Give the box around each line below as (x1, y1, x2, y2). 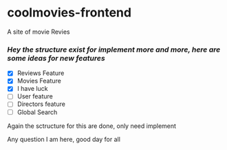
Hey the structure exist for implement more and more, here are (7, 45, 221, 54)
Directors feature (17, 100, 65, 108)
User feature (17, 92, 53, 100)
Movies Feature (17, 77, 62, 85)
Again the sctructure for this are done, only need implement (7, 122, 177, 130)
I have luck (17, 85, 48, 93)
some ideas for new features (7, 53, 105, 63)
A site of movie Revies (7, 28, 70, 36)
